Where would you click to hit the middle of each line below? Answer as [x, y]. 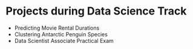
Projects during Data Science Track [96, 11]
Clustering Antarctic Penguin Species [61, 34]
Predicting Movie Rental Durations [57, 28]
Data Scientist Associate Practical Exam [64, 41]
